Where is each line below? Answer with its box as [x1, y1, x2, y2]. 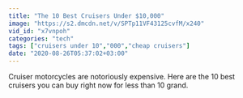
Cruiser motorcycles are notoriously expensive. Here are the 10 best [8, 72, 236, 81]
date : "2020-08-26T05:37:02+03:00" [8, 49, 129, 58]
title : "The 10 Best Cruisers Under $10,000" [8, 11, 164, 20]
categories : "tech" [8, 34, 75, 43]
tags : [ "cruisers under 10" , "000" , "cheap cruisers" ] [8, 42, 190, 50]
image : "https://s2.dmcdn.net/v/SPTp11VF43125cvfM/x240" [8, 19, 205, 28]
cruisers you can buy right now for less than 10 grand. [8, 80, 189, 90]
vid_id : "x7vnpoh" [8, 27, 70, 35]
